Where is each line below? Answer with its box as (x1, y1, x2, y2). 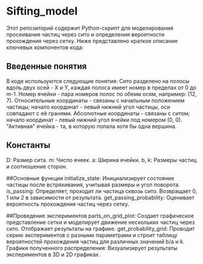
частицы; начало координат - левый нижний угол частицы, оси (6, 103, 171, 110)
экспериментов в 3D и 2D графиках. (6, 251, 101, 258)
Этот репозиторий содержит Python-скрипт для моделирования (6, 24, 174, 32)
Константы (6, 140, 50, 151)
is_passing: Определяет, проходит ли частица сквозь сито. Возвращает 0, (6, 187, 198, 195)
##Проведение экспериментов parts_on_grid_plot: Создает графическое (6, 212, 195, 219)
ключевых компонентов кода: (6, 44, 84, 51)
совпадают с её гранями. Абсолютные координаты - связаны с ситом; (6, 109, 190, 117)
